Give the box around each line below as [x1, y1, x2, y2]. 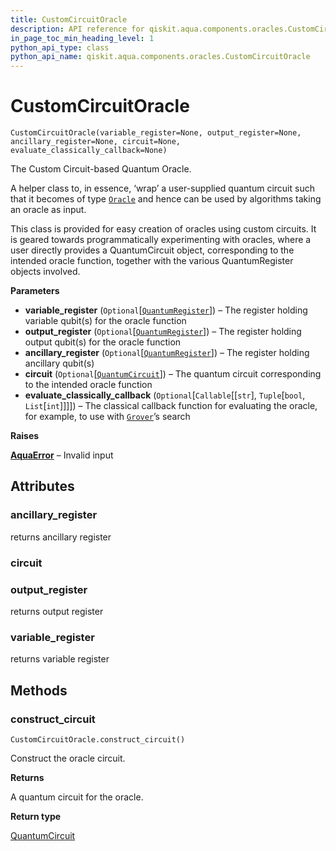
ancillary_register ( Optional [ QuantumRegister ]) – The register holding [24, 347, 310, 359]
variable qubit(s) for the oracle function [24, 315, 187, 327]
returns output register [10, 605, 104, 617]
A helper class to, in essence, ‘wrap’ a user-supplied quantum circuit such [10, 182, 315, 195]
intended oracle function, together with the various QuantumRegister [10, 255, 294, 267]
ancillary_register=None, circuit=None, [10, 137, 182, 147]
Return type [10, 810, 62, 822]
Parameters [10, 285, 60, 297]
